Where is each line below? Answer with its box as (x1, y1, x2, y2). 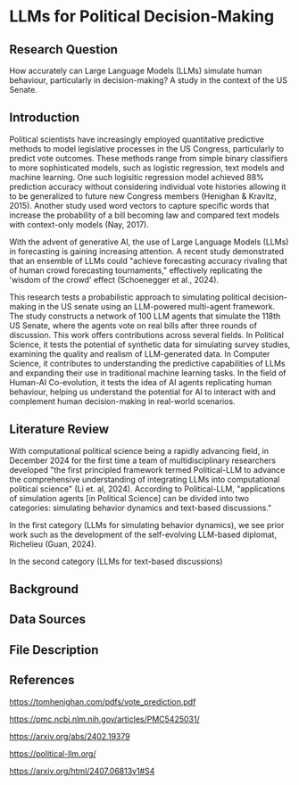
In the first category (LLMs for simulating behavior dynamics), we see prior (9, 519, 285, 530)
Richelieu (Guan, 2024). (9, 538, 96, 549)
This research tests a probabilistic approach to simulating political (9, 292, 252, 302)
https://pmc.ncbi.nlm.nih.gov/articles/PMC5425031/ (9, 714, 200, 724)
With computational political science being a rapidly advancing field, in (9, 445, 270, 456)
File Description (9, 642, 99, 657)
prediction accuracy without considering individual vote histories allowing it (9, 181, 287, 192)
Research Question (9, 42, 119, 57)
